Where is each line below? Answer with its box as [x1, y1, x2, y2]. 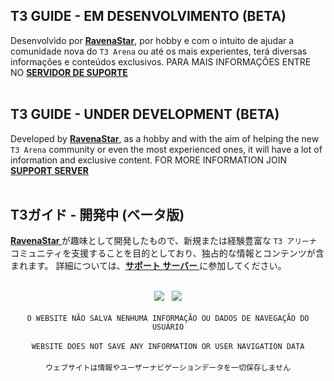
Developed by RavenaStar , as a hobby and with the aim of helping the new [10, 132, 320, 144]
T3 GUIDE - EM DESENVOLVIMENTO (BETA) [10, 8, 287, 25]
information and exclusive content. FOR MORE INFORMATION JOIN [10, 154, 288, 166]
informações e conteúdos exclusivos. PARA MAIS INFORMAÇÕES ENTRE [10, 55, 312, 68]
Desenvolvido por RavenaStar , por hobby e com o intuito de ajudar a [10, 34, 295, 46]
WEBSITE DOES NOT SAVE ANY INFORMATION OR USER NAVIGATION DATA [31, 342, 305, 352]
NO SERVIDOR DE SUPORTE [10, 66, 128, 78]
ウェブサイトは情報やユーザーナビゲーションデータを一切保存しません [45, 363, 291, 373]
